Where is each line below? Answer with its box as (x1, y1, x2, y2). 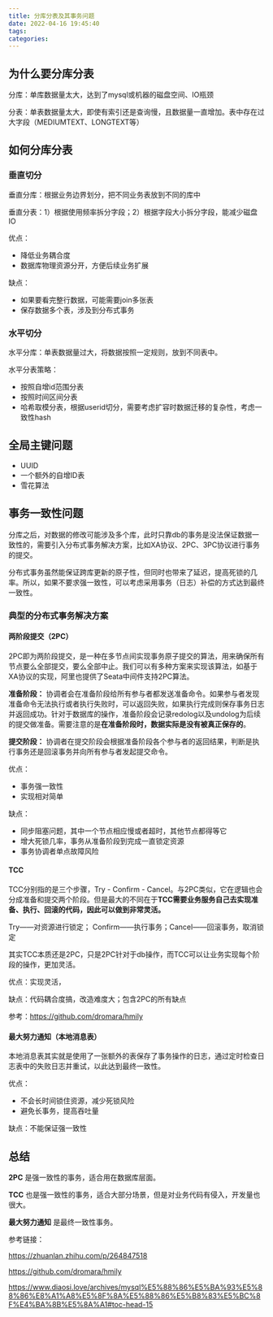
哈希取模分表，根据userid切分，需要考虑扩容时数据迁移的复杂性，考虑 (19, 402, 255, 412)
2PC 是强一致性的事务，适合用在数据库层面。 (8, 1172, 161, 1183)
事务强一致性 (19, 781, 63, 791)
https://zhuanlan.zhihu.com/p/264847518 (8, 1251, 148, 1261)
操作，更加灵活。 (22, 960, 80, 969)
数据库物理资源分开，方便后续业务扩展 (19, 260, 149, 270)
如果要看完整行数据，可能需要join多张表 (19, 294, 154, 305)
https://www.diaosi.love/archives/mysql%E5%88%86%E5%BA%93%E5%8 (8, 1282, 262, 1293)
